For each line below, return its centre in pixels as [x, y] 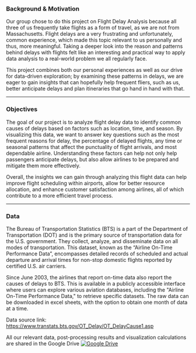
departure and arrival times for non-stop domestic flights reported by [89, 259]
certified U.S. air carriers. [36, 266]
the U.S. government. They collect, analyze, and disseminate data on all [92, 241]
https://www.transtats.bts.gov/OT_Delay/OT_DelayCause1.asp [80, 326]
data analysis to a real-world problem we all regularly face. [77, 59]
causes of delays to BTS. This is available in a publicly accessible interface [96, 283]
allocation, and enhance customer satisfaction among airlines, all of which [95, 189]
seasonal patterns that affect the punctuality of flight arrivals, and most [91, 147]
